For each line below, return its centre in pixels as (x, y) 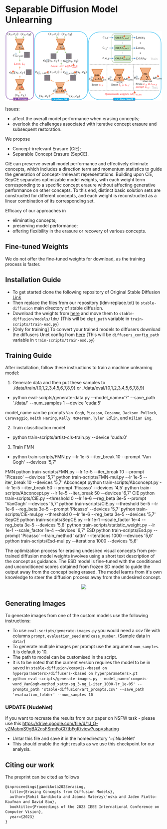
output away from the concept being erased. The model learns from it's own (83, 572)
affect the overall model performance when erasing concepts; (76, 118)
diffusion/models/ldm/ (36, 319)
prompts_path (26, 690)
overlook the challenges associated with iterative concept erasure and (84, 124)
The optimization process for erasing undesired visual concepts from (76, 551)
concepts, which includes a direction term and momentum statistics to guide (84, 169)
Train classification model (39, 428)
